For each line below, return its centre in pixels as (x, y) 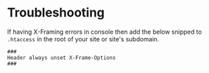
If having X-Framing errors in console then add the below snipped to (104, 32)
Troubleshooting (56, 13)
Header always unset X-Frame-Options (62, 58)
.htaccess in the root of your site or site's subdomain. (83, 39)
